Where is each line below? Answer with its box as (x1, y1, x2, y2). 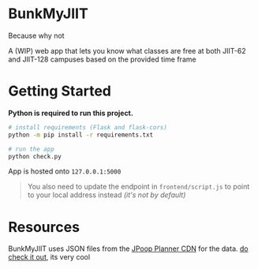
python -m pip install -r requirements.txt (8, 131, 154, 139)
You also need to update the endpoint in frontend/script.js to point (27, 182, 250, 192)
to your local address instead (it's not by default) (27, 190, 186, 200)
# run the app (8, 145, 55, 153)
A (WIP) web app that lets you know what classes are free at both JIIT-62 (8, 46, 246, 55)
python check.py (8, 152, 62, 160)
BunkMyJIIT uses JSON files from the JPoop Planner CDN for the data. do (8, 244, 249, 253)
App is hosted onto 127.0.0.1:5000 (8, 166, 122, 176)
